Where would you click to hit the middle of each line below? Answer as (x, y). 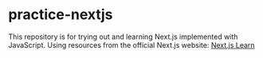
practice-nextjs (61, 15)
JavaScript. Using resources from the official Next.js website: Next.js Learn (131, 44)
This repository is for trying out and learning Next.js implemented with (123, 37)
